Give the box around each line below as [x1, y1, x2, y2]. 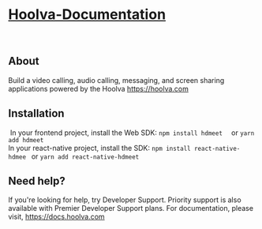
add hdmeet [8, 136, 44, 144]
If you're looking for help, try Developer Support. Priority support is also [8, 195, 242, 205]
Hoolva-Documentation [8, 6, 167, 24]
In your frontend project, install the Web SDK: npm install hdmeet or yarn [9, 128, 255, 137]
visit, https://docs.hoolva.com [8, 212, 105, 222]
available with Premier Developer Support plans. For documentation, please [8, 204, 254, 213]
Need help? [8, 174, 65, 187]
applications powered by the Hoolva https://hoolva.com [8, 84, 189, 93]
